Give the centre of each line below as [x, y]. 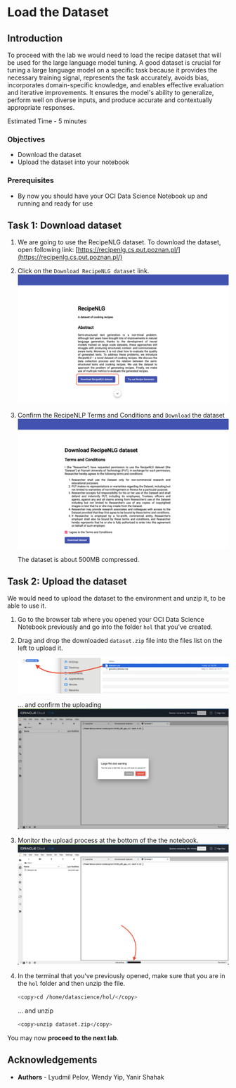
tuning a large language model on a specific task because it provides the [112, 70]
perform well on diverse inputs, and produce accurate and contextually [110, 100]
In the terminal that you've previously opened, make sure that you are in [122, 976]
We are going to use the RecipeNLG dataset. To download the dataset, [119, 242]
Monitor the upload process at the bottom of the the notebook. [108, 840]
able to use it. [27, 606]
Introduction [35, 38]
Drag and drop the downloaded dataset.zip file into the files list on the [120, 641]
